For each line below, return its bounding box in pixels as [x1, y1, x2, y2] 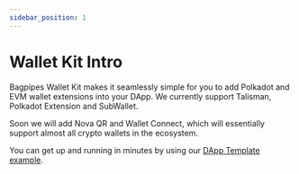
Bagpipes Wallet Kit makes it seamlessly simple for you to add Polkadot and [9, 82, 290, 92]
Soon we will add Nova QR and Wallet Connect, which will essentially [9, 117, 266, 128]
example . [9, 154, 43, 165]
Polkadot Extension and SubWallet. [9, 100, 139, 111]
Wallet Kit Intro [9, 51, 123, 72]
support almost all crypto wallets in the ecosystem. [9, 127, 199, 138]
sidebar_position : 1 [9, 13, 87, 22]
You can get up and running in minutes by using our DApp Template [9, 144, 260, 155]
